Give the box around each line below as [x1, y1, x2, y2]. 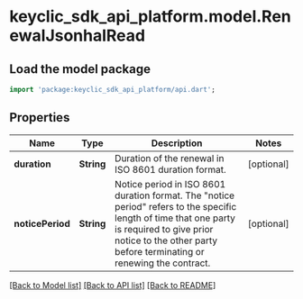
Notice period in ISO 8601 [114, 177, 226, 190]
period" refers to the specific [114, 200, 237, 213]
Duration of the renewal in [114, 151, 225, 164]
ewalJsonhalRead [9, 25, 146, 46]
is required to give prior [114, 222, 214, 235]
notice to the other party [114, 234, 218, 247]
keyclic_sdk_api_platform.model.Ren [9, 6, 291, 27]
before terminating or [114, 245, 205, 258]
